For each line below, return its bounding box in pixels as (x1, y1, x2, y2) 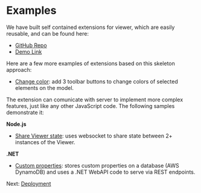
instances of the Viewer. (14, 138, 75, 145)
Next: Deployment (6, 180, 51, 187)
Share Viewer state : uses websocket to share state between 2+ (14, 132, 173, 139)
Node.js (6, 120, 27, 127)
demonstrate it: (6, 109, 44, 116)
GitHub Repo (14, 42, 47, 49)
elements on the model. (14, 84, 74, 91)
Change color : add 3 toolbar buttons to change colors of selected (14, 78, 178, 85)
